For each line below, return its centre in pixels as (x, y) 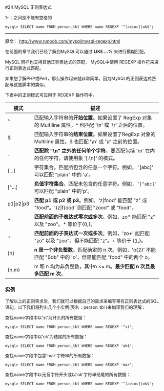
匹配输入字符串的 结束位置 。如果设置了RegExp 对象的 (95, 134)
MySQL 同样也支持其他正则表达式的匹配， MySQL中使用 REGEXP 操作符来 (80, 62)
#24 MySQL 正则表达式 (29, 7)
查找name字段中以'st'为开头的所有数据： (46, 318)
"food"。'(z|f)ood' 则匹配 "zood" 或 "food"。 (85, 208)
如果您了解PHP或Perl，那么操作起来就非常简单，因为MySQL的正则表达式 (79, 78)
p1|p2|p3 (19, 204)
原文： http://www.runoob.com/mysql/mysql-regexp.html (63, 41)
